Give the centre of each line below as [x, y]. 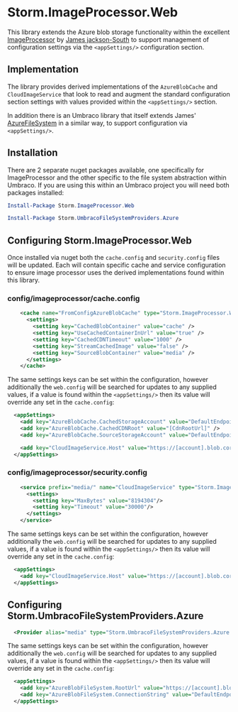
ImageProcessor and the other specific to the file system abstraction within [117, 177]
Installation [33, 153]
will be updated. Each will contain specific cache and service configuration [117, 265]
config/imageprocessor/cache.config [74, 299]
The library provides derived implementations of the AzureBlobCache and [113, 87]
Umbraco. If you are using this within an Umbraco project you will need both [119, 185]
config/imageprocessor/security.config [77, 473]
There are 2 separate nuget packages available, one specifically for [106, 170]
